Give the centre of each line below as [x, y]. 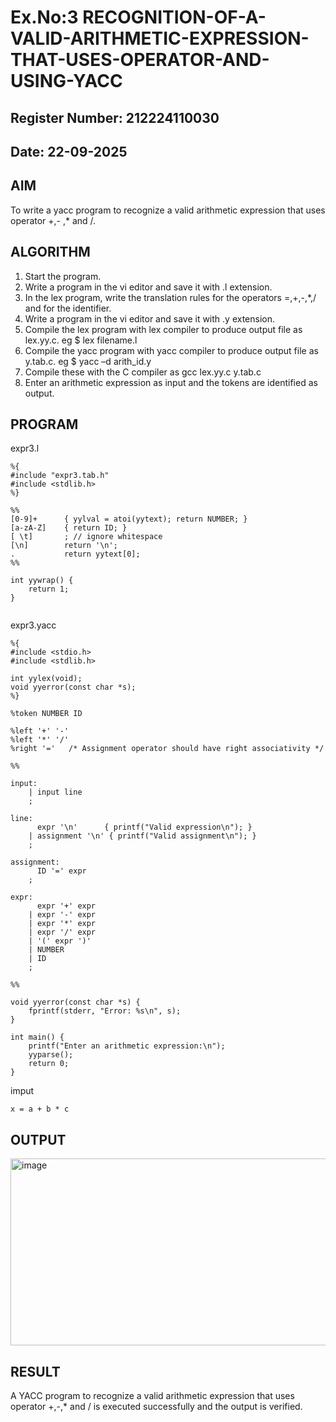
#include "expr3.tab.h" [60, 476]
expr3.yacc [33, 625]
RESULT [35, 1371]
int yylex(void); [46, 679]
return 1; [49, 589]
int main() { [37, 1037]
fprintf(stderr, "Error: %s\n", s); [105, 1011]
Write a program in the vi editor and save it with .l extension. [148, 287]
